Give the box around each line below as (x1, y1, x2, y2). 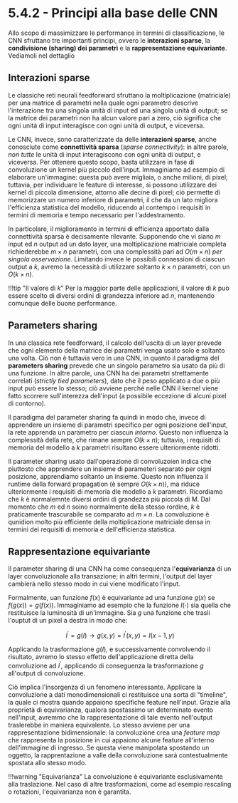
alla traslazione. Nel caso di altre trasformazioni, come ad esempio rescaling (8, 779, 232, 788)
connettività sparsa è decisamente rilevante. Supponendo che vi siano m (8, 232, 221, 240)
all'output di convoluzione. (8, 668, 86, 678)
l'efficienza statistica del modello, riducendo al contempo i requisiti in (8, 203, 211, 212)
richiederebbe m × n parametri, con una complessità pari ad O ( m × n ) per (8, 247, 222, 256)
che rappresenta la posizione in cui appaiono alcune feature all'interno (8, 735, 215, 744)
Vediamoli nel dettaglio (8, 51, 75, 60)
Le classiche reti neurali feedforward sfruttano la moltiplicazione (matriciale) (8, 90, 232, 99)
